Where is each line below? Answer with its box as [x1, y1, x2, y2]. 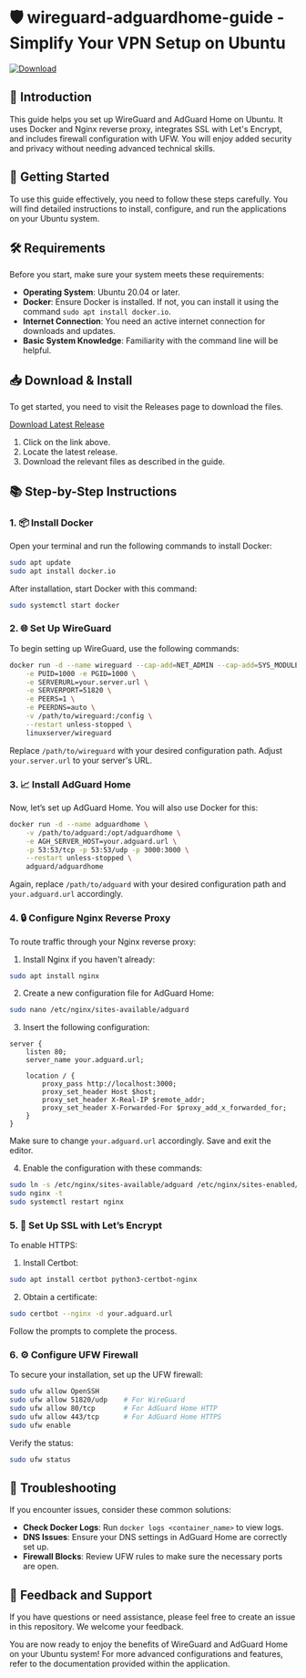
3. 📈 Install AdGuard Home [9, 777, 132, 790]
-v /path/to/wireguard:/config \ [25, 712, 153, 721]
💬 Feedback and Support [9, 1587, 153, 1602]
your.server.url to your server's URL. [9, 755, 153, 766]
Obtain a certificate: [22, 1292, 97, 1303]
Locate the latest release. [22, 446, 118, 457]
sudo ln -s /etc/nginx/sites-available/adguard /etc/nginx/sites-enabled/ [9, 1181, 300, 1190]
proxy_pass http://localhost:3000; [42, 1079, 178, 1089]
